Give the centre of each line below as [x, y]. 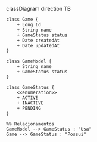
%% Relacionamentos [30, 124]
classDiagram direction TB [39, 9]
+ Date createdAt [38, 41]
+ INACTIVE [30, 103]
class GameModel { [29, 61]
